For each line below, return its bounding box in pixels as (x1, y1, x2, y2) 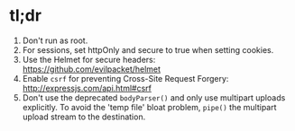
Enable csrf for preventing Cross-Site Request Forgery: (22, 73, 229, 83)
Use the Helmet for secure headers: (22, 54, 156, 65)
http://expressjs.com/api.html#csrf (22, 83, 152, 93)
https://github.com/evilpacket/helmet (22, 64, 161, 74)
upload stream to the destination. (22, 111, 146, 122)
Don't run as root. (22, 35, 88, 46)
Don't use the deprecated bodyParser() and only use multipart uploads (22, 92, 286, 103)
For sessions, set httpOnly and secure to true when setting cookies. (22, 44, 274, 55)
